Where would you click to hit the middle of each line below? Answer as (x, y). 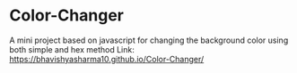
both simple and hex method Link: (72, 49)
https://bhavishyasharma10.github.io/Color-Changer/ (107, 59)
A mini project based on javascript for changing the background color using (149, 40)
